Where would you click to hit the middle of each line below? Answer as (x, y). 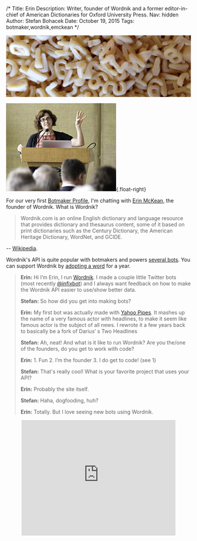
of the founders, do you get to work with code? (77, 349)
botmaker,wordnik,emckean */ (43, 27)
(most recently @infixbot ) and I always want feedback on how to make (106, 283)
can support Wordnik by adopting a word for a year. (68, 266)
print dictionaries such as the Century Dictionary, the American (96, 231)
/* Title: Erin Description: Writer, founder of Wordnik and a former (85, 9)
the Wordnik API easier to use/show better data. (78, 290)
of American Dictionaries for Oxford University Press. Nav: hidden (99, 15)
